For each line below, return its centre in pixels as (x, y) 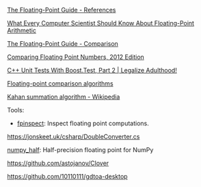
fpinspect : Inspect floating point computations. (83, 123)
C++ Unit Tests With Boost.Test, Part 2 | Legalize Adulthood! (92, 70)
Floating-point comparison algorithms (61, 84)
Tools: (16, 110)
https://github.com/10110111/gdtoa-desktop (67, 176)
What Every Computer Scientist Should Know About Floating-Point (101, 23)
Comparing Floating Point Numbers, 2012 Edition (76, 57)
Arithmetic (22, 30)
